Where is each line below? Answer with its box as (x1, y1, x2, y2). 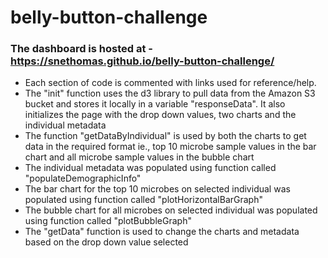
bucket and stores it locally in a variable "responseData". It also (24, 98, 286, 110)
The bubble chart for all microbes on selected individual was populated (24, 204, 318, 216)
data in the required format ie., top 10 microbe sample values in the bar (24, 141, 317, 153)
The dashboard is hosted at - (10, 42, 153, 56)
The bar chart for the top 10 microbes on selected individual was (24, 183, 291, 195)
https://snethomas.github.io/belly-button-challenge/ (10, 54, 275, 68)
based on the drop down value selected (24, 236, 189, 248)
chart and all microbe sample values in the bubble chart (24, 151, 255, 163)
